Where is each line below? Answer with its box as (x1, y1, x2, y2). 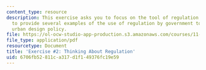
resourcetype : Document (6, 43, 67, 49)
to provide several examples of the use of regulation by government (12, 20, 193, 26)
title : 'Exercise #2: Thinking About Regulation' (6, 49, 136, 55)
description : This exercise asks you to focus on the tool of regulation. (6, 15, 202, 21)
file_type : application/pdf (6, 37, 78, 43)
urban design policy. (12, 26, 67, 32)
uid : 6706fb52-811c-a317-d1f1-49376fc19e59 (6, 54, 120, 60)
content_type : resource (6, 9, 67, 15)
